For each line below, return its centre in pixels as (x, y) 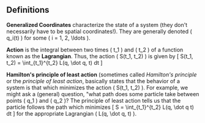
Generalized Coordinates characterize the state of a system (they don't (97, 24)
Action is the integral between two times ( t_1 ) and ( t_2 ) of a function (95, 50)
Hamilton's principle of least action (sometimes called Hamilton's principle (102, 74)
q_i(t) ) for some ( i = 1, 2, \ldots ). (48, 38)
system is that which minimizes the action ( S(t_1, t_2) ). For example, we (97, 88)
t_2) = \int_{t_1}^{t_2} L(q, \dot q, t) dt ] (54, 62)
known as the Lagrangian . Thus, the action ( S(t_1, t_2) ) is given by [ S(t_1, (100, 56)
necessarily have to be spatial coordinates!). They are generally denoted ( (99, 31)
